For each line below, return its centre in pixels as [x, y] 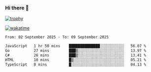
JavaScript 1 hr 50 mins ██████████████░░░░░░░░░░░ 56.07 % [76, 46]
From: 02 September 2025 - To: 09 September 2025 [57, 37]
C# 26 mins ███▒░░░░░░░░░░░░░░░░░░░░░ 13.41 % [76, 55]
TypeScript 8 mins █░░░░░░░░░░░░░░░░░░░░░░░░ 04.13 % [76, 64]
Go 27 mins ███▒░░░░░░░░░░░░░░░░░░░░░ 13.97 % [76, 51]
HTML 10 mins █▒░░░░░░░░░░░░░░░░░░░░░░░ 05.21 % [76, 60]
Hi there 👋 [17, 8]
